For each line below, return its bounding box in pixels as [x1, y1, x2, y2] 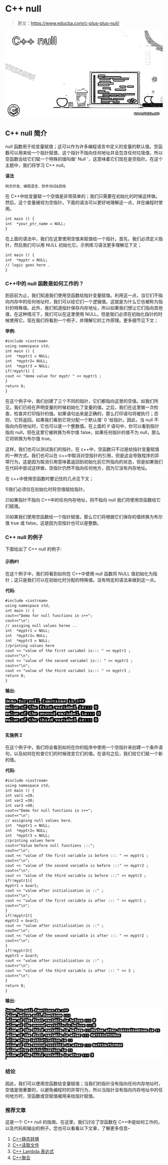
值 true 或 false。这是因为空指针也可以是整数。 [5, 520, 101, 526]
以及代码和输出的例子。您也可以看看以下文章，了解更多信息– [5, 1125, 130, 1131]
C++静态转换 [12, 1136, 39, 1142]
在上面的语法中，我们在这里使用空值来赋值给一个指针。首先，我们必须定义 [5, 236, 158, 242]
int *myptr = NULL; [5, 257, 48, 263]
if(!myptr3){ [5, 948, 32, 953]
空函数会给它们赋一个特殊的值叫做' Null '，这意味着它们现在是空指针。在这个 [5, 156, 163, 162]
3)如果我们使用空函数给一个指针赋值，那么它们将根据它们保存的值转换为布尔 [5, 514, 163, 520]
